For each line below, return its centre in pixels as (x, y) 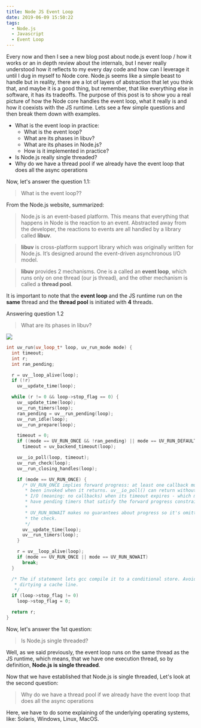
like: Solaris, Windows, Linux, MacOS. (53, 718)
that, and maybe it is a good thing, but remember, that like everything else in (100, 88)
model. (29, 260)
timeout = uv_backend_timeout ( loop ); (69, 447)
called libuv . (36, 235)
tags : (13, 23)
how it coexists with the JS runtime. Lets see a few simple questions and (96, 107)
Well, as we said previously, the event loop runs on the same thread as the (98, 652)
